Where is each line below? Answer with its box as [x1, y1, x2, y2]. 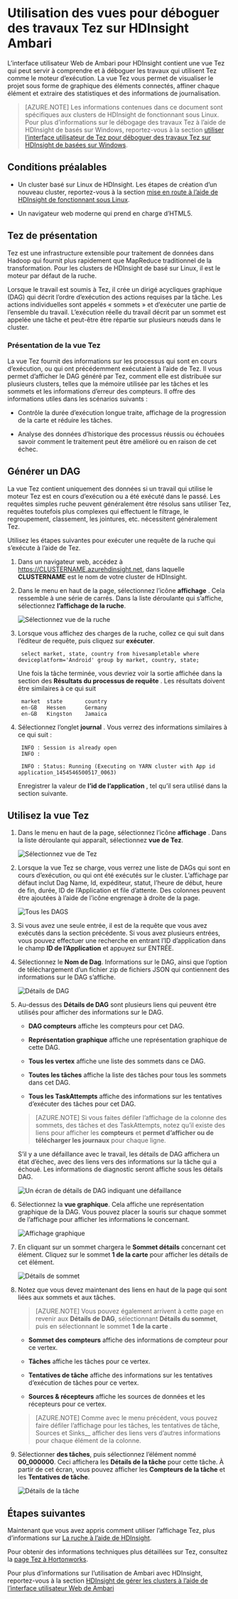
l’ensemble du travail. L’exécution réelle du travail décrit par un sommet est [7, 307, 226, 316]
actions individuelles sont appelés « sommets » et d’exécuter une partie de [7, 300, 227, 309]
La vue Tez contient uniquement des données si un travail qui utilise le [7, 484, 213, 492]
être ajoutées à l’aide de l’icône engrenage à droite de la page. [17, 894, 200, 902]
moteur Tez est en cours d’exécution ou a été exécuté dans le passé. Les [7, 492, 221, 500]
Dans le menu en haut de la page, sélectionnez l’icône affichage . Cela [17, 586, 225, 595]
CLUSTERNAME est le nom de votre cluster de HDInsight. [17, 572, 188, 581]
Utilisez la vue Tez [7, 810, 90, 822]
